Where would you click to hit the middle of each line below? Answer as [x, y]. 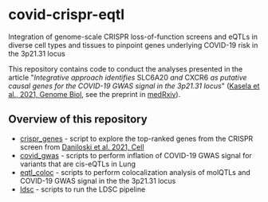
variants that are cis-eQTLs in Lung [77, 164]
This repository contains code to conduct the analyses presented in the [126, 68]
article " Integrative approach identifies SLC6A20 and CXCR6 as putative [128, 77]
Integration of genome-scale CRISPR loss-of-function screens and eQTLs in [133, 37]
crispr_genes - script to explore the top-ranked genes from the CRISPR [136, 138]
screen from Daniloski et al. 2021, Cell [82, 147]
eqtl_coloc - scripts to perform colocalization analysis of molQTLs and [135, 172]
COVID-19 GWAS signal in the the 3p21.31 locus [98, 181]
